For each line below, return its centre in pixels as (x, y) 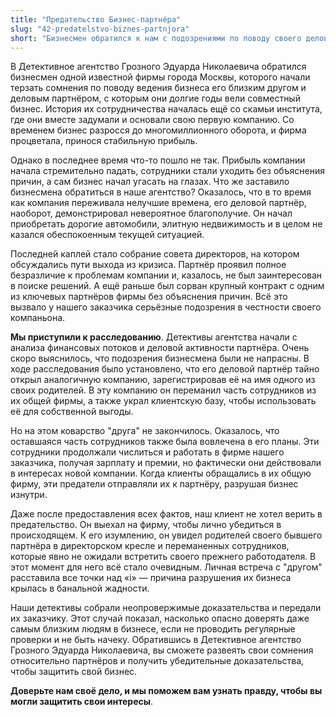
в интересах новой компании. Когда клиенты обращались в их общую (161, 473)
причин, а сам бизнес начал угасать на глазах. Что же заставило (150, 182)
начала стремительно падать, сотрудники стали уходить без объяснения (168, 171)
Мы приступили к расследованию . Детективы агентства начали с (154, 337)
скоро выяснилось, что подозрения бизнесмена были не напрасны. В (160, 358)
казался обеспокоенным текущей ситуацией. (107, 235)
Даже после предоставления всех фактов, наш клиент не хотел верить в (166, 514)
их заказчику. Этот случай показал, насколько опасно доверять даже (160, 618)
